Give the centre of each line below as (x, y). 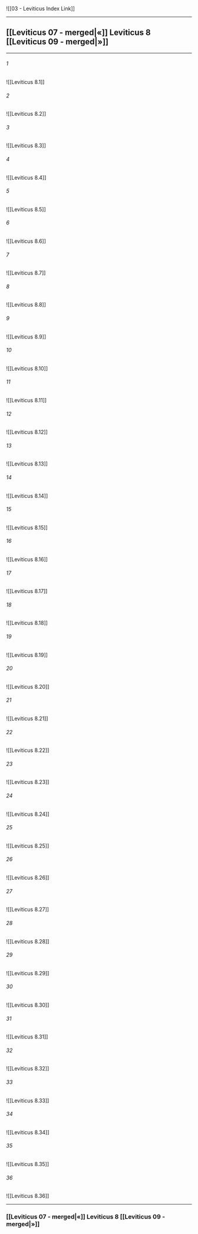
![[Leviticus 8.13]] (27, 464)
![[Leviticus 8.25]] (28, 846)
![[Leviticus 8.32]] (28, 1069)
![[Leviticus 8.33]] (28, 1100)
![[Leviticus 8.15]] (27, 528)
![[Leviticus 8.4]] (26, 177)
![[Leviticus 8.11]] (27, 401)
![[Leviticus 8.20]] (28, 686)
